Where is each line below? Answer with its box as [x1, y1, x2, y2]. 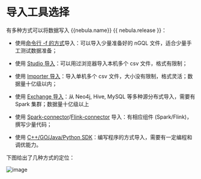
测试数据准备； [20, 46, 58, 54]
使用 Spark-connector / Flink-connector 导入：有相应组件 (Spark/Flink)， [14, 113, 192, 121]
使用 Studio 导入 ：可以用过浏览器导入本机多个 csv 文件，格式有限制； [14, 60, 188, 67]
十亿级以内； [25, 80, 58, 87]
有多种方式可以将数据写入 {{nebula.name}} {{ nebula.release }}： [6, 27, 167, 34]
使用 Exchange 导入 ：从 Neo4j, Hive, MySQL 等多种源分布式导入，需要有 [14, 93, 196, 100]
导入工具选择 [6, 5, 70, 19]
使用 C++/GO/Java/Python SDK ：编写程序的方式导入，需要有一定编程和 [14, 133, 193, 140]
